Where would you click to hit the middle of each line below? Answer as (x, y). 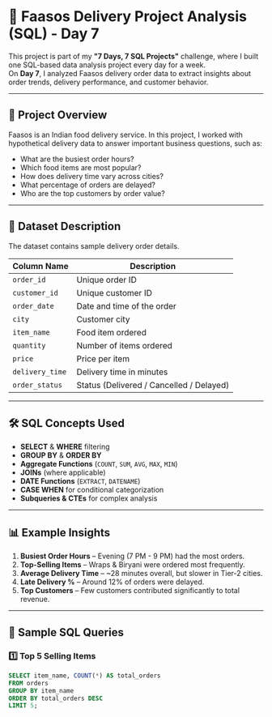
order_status (38, 385)
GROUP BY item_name (41, 691)
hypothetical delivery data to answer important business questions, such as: (136, 143)
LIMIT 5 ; (23, 706)
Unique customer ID (114, 292)
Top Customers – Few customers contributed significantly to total (130, 591)
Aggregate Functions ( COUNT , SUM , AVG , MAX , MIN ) (99, 464)
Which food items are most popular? (81, 167)
